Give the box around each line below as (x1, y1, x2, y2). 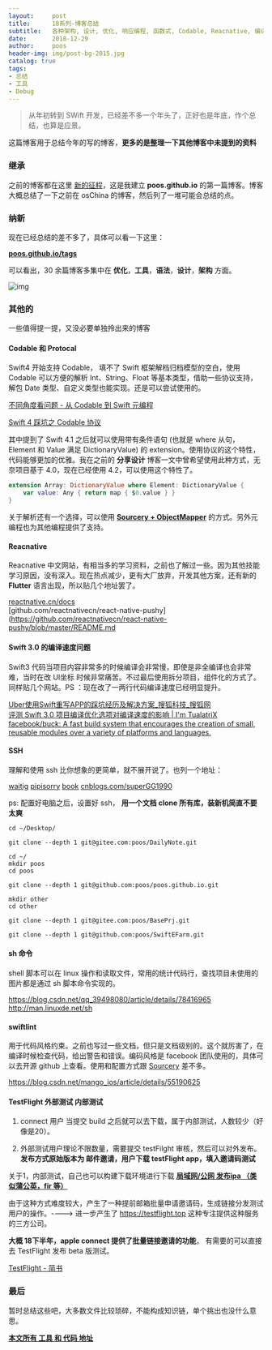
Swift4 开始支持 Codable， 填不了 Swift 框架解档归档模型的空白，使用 (8, 362, 240, 373)
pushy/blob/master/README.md (8, 623, 116, 632)
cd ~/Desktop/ (8, 824, 57, 832)
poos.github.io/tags (8, 248, 78, 258)
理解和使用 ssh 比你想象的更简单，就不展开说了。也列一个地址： (8, 765, 223, 774)
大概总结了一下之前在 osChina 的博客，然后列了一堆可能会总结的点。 (8, 190, 239, 199)
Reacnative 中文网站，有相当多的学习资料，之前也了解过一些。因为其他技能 (8, 560, 261, 570)
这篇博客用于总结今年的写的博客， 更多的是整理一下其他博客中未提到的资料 (8, 138, 257, 148)
